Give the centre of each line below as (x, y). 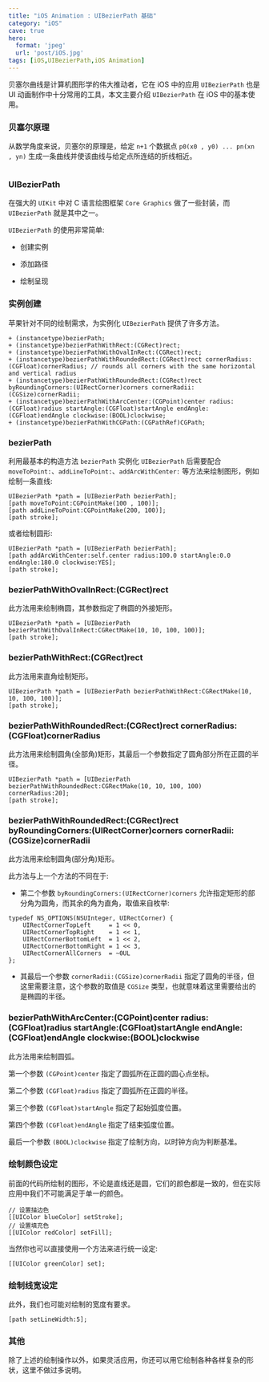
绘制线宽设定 (33, 1285)
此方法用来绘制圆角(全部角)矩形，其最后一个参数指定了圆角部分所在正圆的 (130, 754)
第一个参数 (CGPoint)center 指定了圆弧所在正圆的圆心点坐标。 (111, 1073)
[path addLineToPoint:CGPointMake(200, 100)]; (87, 510)
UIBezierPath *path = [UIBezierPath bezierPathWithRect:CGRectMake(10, (130, 691)
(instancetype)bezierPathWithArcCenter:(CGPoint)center (110, 401)
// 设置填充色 (29, 1226)
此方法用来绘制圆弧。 (43, 1056)
